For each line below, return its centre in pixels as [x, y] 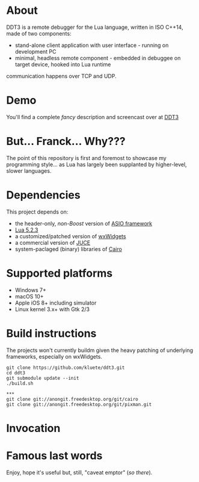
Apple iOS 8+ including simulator [56, 303]
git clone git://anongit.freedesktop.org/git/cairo [72, 399]
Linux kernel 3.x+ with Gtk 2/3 [52, 309]
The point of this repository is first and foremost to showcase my [86, 158]
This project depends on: [37, 212]
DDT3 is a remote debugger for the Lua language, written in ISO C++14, [95, 27]
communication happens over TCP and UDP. [61, 76]
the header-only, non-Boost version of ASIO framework [83, 223]
